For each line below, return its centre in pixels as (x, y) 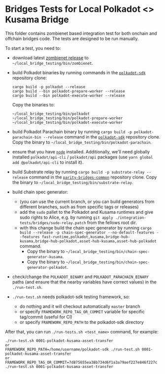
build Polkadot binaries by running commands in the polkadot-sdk (79, 72)
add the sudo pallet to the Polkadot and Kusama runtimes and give (86, 212)
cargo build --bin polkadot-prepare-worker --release (68, 91)
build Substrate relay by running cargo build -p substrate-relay (78, 172)
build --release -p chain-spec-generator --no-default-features (87, 233)
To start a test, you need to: (33, 48)
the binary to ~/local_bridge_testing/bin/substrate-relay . (73, 182)
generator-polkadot (47, 267)
